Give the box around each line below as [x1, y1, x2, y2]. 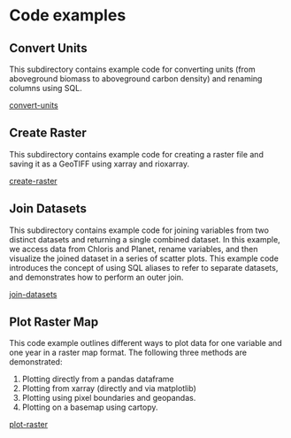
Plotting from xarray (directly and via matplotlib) [21, 383, 197, 394]
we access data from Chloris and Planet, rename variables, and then [9, 243, 258, 254]
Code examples [9, 5, 126, 26]
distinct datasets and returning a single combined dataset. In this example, [9, 234, 280, 244]
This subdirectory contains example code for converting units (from [9, 64, 257, 74]
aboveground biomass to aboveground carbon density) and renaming [9, 73, 263, 84]
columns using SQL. [9, 83, 82, 93]
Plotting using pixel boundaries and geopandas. [21, 393, 196, 403]
